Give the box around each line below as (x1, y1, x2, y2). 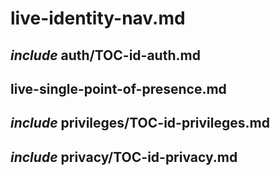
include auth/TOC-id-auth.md (10, 47, 201, 64)
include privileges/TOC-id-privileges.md (10, 115, 270, 132)
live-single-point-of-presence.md (10, 80, 227, 97)
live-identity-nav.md (10, 7, 186, 30)
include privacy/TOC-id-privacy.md (10, 148, 238, 166)
